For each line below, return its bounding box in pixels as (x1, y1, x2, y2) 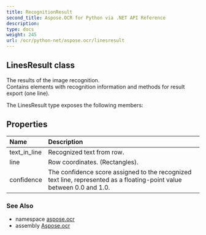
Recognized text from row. (48, 148, 124, 156)
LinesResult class (6, 60, 75, 71)
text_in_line (9, 148, 42, 156)
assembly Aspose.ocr (15, 222, 71, 229)
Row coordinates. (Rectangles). (48, 158, 139, 166)
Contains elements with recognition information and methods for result (6, 83, 185, 90)
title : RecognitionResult (6, 9, 72, 15)
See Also (6, 201, 34, 210)
